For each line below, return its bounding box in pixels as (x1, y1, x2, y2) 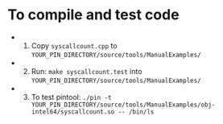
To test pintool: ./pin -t (31, 92, 112, 101)
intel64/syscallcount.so (31, 107, 115, 116)
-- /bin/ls (118, 107, 155, 116)
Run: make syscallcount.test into (31, 66, 142, 76)
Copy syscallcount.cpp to (31, 40, 118, 50)
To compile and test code (7, 6, 180, 24)
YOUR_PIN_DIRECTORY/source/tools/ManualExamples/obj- (31, 101, 216, 109)
